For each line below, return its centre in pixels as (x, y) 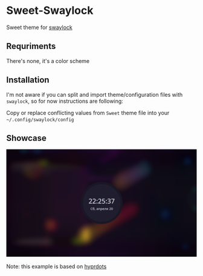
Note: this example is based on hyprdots (56, 266)
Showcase (27, 138)
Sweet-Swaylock (50, 11)
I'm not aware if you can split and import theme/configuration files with (95, 94)
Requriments (31, 46)
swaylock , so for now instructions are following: (65, 101)
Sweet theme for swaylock (39, 27)
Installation (28, 80)
